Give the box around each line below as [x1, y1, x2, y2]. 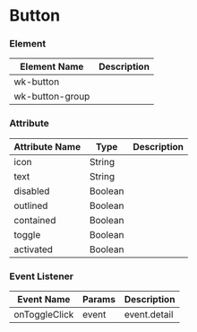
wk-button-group [13, 91, 90, 103]
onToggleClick [13, 309, 74, 321]
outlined [13, 199, 48, 212]
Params [81, 293, 116, 306]
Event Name [17, 293, 71, 306]
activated [13, 243, 54, 256]
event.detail [124, 309, 174, 321]
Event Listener [9, 270, 74, 283]
